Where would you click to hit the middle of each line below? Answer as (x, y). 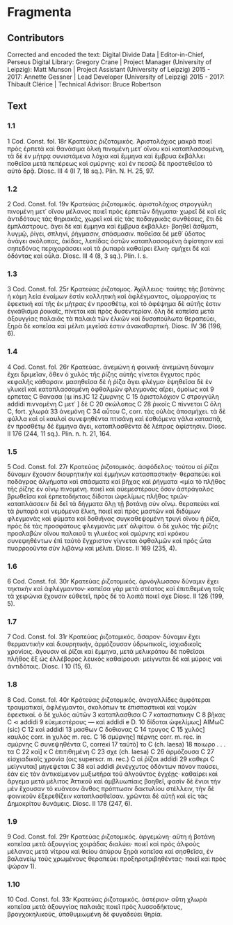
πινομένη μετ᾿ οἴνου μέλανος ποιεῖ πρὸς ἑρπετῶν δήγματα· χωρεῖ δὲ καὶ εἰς (117, 211)
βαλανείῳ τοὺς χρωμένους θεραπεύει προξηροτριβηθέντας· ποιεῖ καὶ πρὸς (117, 859)
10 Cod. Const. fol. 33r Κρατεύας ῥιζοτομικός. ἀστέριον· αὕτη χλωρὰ (107, 899)
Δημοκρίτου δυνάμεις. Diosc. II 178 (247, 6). (70, 803)
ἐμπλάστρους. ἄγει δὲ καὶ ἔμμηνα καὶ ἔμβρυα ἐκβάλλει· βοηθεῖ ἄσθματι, (113, 226)
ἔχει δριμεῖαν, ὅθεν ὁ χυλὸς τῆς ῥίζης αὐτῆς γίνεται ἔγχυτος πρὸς (104, 374)
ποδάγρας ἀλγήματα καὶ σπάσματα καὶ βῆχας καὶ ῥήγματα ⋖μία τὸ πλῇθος (116, 481)
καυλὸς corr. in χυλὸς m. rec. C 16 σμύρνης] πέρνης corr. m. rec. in (104, 737)
